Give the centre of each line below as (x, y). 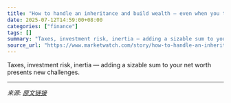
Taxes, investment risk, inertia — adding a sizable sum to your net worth (109, 65)
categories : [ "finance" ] (43, 26)
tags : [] (20, 33)
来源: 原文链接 (27, 93)
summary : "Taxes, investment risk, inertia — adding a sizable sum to (110, 39)
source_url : (24, 45)
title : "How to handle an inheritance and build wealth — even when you (113, 13)
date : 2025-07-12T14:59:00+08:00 (55, 20)
